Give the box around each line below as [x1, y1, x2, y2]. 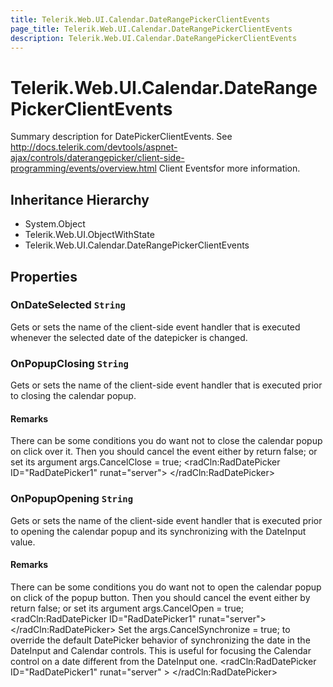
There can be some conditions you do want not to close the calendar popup [10, 435, 323, 447]
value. [10, 536, 36, 548]
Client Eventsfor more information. [158, 162, 301, 175]
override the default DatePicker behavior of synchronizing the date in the [10, 634, 311, 646]
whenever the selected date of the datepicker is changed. [10, 331, 248, 343]
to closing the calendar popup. [10, 390, 137, 402]
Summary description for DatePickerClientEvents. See [10, 131, 233, 143]
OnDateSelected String [10, 298, 126, 312]
